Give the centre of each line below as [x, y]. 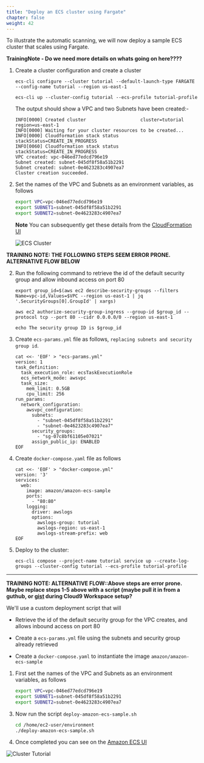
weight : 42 [20, 23]
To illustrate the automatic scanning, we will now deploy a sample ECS [94, 41]
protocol [26, 317]
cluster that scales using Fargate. [48, 47]
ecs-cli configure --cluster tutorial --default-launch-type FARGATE [105, 82]
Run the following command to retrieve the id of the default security [100, 273]
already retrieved [36, 644]
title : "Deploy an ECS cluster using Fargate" [66, 12]
